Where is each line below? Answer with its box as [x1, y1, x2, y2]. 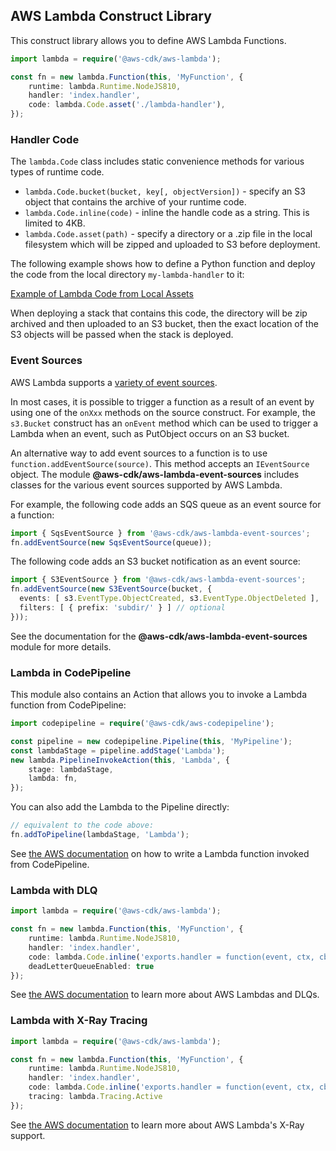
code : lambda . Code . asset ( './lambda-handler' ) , [28, 100, 226, 110]
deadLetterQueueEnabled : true [28, 961, 155, 971]
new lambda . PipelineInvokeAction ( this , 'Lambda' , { [10, 755, 230, 765]
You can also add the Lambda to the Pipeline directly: [10, 801, 230, 813]
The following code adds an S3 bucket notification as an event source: [10, 555, 301, 568]
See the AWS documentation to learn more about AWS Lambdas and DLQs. [10, 989, 320, 1001]
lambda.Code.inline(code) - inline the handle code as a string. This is [24, 207, 310, 219]
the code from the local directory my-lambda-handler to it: [10, 269, 245, 281]
